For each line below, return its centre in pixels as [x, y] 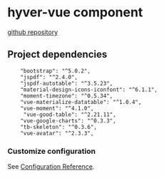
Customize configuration [52, 151]
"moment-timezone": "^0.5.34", [67, 96]
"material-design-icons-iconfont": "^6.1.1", [89, 90]
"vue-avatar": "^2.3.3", [57, 133]
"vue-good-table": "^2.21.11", [70, 115]
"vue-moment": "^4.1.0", [57, 108]
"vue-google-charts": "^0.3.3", [68, 121]
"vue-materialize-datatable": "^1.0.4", [81, 102]
